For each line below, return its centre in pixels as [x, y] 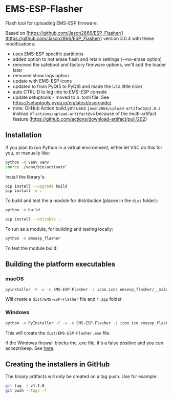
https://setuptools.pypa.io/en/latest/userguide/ [62, 102]
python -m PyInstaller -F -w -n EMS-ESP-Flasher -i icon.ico [72, 323]
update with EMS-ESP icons [42, 81]
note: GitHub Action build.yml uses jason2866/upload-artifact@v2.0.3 [87, 108]
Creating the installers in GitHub [58, 364]
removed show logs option [41, 75]
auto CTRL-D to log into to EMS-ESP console [60, 92]
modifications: [20, 43]
